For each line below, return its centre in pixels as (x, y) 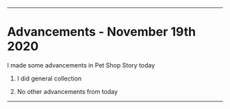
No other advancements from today (67, 91)
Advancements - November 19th (102, 32)
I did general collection (49, 78)
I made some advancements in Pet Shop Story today (81, 65)
